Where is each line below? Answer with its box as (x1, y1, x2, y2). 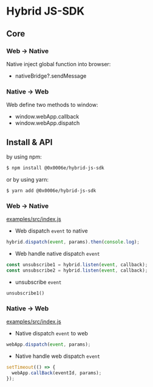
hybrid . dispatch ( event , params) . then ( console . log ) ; (6, 239, 140, 245)
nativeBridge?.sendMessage (15, 72, 87, 80)
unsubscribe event (15, 278, 62, 286)
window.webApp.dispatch (15, 120, 80, 127)
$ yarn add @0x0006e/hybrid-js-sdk (6, 187, 97, 194)
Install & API (6, 137, 53, 147)
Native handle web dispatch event (15, 352, 100, 360)
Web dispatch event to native (15, 227, 88, 235)
